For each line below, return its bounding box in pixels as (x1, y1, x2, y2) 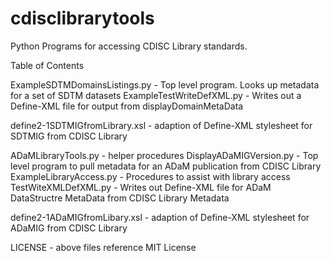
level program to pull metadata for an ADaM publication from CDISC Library (10, 160, 322, 172)
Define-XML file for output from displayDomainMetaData (10, 100, 244, 112)
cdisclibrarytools (10, 7, 155, 30)
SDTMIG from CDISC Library (10, 130, 128, 142)
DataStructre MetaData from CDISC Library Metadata (10, 192, 230, 204)
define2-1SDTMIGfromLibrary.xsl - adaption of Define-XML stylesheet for (10, 119, 313, 131)
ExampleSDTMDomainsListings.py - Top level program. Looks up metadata (10, 78, 320, 91)
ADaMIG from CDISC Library (10, 222, 128, 234)
